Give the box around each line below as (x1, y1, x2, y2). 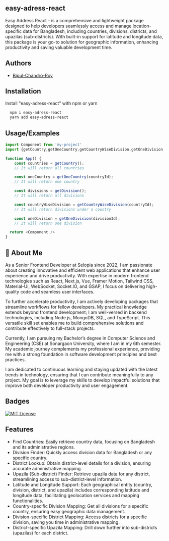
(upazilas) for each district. (12, 530, 69, 536)
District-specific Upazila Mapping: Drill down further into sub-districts (12, 524, 157, 530)
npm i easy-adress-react (10, 110, 62, 115)
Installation (5, 87, 41, 95)
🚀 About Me (5, 249, 43, 257)
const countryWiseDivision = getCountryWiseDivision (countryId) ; (14, 202, 154, 207)
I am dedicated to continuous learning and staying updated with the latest (5, 366, 158, 372)
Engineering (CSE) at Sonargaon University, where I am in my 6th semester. (5, 340, 162, 347)
